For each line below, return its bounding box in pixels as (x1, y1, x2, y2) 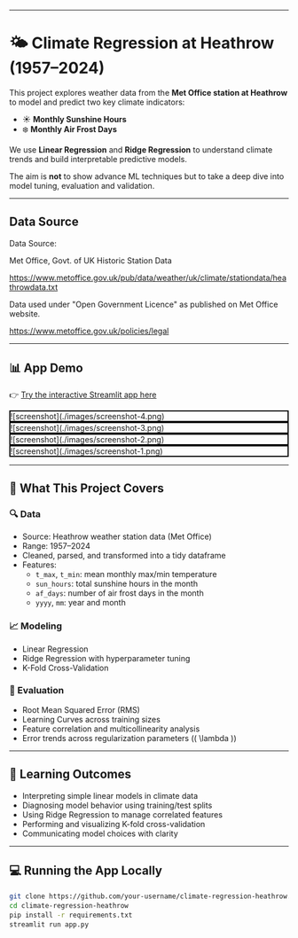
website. (9, 308, 41, 319)
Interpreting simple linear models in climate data (21, 790, 199, 801)
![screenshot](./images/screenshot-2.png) (10, 434, 165, 444)
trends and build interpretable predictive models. (9, 153, 188, 164)
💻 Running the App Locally (9, 864, 162, 879)
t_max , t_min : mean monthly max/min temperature (35, 569, 217, 580)
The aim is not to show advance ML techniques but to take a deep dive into (9, 170, 285, 182)
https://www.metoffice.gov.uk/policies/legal (9, 325, 169, 336)
